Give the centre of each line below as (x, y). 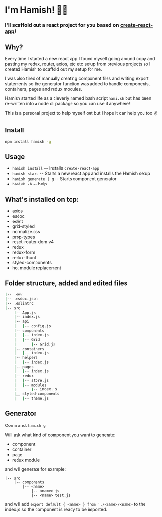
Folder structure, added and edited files (66, 283)
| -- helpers (26, 358)
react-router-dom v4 (33, 242)
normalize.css (26, 232)
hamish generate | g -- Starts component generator (64, 179)
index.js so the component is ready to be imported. (56, 509)
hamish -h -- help (29, 184)
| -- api (21, 322)
